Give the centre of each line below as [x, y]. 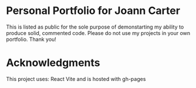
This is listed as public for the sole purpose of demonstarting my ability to [95, 27]
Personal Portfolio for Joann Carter [93, 11]
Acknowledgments [53, 63]
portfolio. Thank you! [31, 39]
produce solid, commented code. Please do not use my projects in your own [98, 33]
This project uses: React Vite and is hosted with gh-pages [76, 79]
